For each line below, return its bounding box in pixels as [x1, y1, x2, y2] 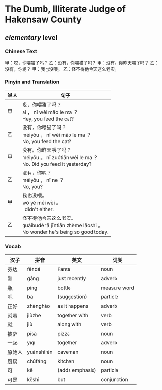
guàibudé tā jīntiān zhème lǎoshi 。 [22, 222, 103, 229]
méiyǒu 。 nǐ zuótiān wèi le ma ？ [22, 154, 99, 161]
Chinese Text [5, 48, 38, 55]
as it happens [57, 303, 89, 310]
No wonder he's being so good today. [22, 229, 109, 236]
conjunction [101, 376, 128, 383]
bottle [57, 284, 71, 291]
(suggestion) [57, 293, 87, 300]
